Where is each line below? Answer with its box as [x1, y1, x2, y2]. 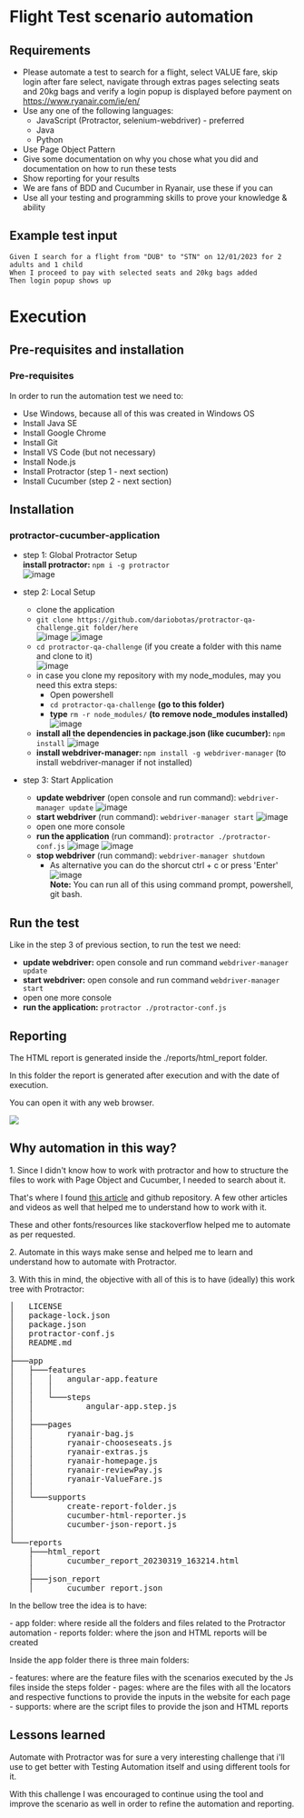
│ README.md [9, 1337, 73, 1347]
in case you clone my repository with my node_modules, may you [35, 670, 281, 681]
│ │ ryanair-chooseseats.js [9, 1437, 172, 1447]
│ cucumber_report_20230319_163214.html [28, 1555, 240, 1565]
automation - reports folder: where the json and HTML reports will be [9, 1627, 268, 1638]
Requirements [9, 43, 91, 58]
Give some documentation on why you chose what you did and [22, 154, 259, 165]
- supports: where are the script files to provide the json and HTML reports [9, 1701, 289, 1712]
